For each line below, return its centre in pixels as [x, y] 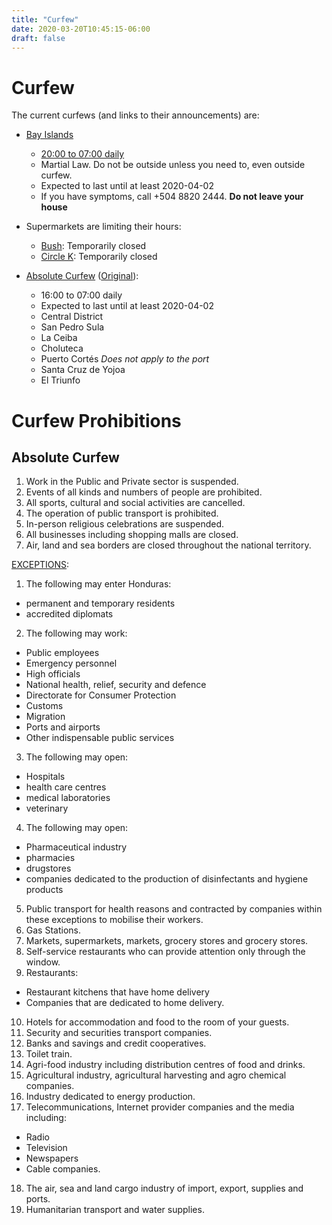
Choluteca [62, 348]
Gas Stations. [53, 930]
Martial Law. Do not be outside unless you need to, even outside [173, 165]
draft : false [38, 38]
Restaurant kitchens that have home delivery [117, 992]
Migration [45, 717]
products [44, 890]
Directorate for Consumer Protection [101, 695]
